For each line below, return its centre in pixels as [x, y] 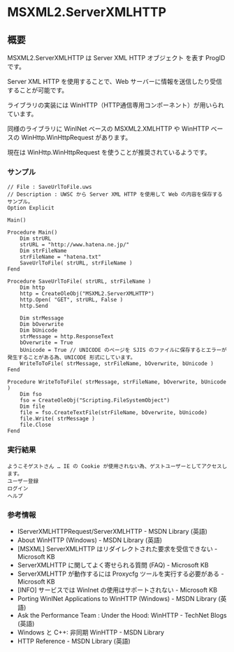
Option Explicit [31, 208]
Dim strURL [36, 239]
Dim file [32, 406]
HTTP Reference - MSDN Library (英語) [74, 641]
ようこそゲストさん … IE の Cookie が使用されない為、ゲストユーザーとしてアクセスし [117, 466]
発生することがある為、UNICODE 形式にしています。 [72, 357]
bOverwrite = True [46, 343]
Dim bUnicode [39, 331]
